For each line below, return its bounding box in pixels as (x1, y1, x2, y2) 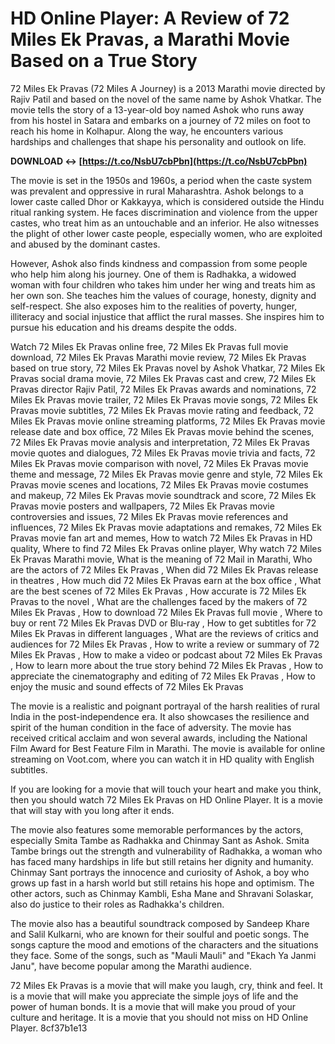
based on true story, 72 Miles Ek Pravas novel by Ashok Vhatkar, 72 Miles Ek (10, 362, 326, 374)
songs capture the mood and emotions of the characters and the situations (10, 938, 319, 951)
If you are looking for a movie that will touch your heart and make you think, (10, 783, 322, 795)
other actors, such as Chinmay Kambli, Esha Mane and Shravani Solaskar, (10, 887, 314, 899)
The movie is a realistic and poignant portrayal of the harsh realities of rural (10, 700, 320, 712)
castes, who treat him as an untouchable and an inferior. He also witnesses (10, 217, 320, 229)
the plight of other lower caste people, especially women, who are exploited (10, 227, 323, 239)
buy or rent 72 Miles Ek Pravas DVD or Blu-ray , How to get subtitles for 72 (10, 617, 317, 629)
